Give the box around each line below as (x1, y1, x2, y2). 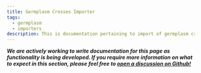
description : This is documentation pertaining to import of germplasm (7, 31, 188, 37)
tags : (7, 14, 20, 20)
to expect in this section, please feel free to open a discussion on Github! (7, 60, 191, 68)
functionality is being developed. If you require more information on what (7, 54, 193, 61)
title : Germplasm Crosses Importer (7, 8, 95, 15)
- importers (12, 25, 42, 32)
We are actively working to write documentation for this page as (7, 47, 171, 54)
